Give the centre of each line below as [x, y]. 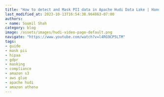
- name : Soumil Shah [26, 23]
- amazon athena [21, 87]
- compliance [18, 69]
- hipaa [13, 55]
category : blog [20, 28]
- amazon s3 [17, 73]
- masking [15, 64]
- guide [13, 46]
